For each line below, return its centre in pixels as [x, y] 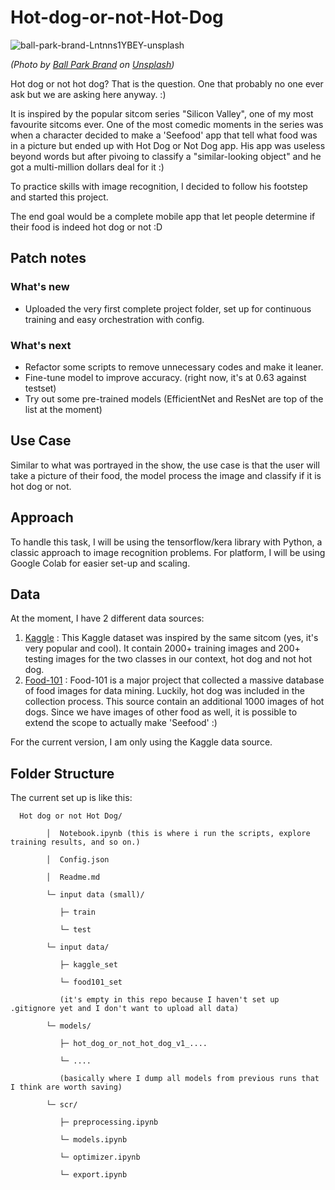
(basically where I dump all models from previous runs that [189, 1079]
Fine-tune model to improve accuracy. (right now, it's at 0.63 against [165, 377]
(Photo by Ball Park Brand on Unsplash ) [92, 64]
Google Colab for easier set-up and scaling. [100, 563]
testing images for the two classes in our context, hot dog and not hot [168, 659]
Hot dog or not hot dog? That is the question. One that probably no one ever [167, 83]
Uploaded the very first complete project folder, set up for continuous [168, 308]
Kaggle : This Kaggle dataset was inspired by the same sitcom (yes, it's [171, 638]
